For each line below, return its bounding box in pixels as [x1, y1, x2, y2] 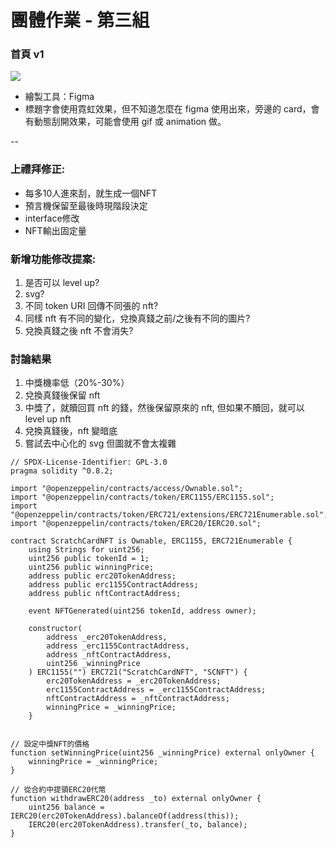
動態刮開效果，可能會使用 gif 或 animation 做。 [33, 116, 227, 128]
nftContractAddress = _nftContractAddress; [46, 694, 230, 704]
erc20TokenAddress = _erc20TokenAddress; [46, 676, 222, 686]
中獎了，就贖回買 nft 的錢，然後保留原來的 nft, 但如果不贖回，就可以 [24, 402, 305, 414]
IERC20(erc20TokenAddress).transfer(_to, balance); [28, 820, 248, 830]
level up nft [24, 413, 72, 425]
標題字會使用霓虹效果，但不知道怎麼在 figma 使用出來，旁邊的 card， [24, 103, 312, 115]
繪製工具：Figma [24, 91, 95, 103]
